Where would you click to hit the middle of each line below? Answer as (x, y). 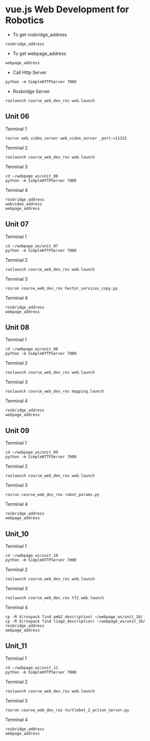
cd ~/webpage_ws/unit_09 (32, 453)
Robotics (25, 20)
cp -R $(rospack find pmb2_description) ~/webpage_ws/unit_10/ (74, 617)
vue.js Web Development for (67, 9)
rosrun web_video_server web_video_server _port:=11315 (66, 138)
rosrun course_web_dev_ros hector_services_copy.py (61, 288)
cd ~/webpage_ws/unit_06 (32, 176)
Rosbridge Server (31, 91)
